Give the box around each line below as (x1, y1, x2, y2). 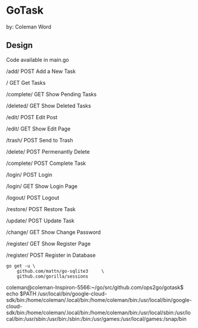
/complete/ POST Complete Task (6, 160, 86, 167)
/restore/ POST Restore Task (6, 205, 76, 212)
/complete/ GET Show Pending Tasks (6, 90, 97, 98)
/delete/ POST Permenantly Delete (6, 148, 90, 155)
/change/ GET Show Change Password (6, 228, 101, 235)
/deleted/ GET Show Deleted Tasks (6, 102, 92, 109)
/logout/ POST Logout (6, 194, 60, 201)
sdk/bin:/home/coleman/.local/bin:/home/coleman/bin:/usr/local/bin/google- (6, 296, 192, 303)
